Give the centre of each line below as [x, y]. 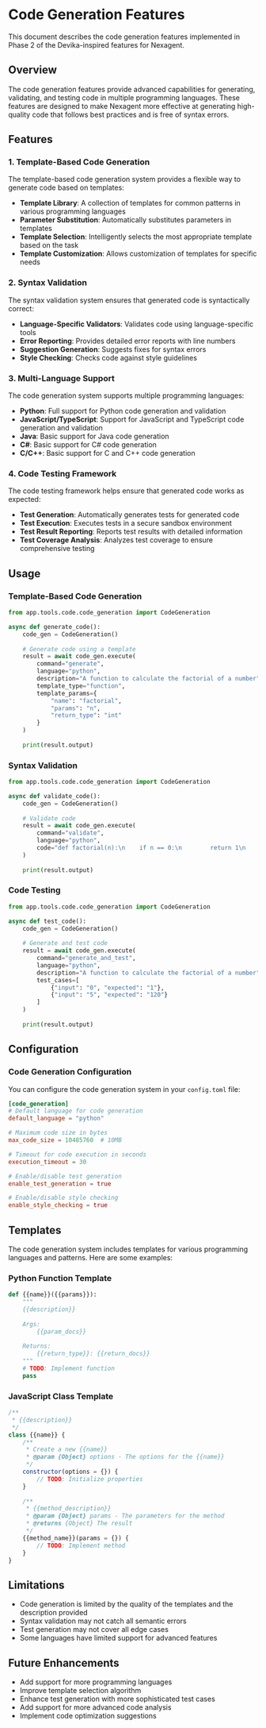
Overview [33, 70]
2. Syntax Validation [47, 283]
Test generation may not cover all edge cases [94, 1630]
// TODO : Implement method [81, 1545]
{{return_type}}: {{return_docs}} [93, 1354]
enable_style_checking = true [58, 1205]
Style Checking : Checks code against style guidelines [108, 357]
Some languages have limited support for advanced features [118, 1638]
